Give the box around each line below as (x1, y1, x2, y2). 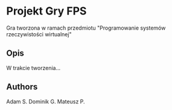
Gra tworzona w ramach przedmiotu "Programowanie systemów (6, 24, 166, 31)
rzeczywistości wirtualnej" (6, 30, 72, 37)
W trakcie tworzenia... (6, 64, 61, 71)
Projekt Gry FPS (6, 4, 87, 18)
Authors (6, 82, 38, 92)
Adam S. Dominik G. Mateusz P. (6, 98, 86, 105)
